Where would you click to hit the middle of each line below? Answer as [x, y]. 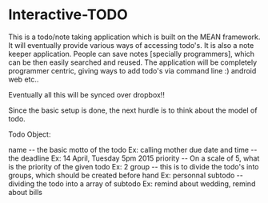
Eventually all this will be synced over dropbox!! [87, 94]
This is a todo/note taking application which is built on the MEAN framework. [134, 37]
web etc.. [24, 79]
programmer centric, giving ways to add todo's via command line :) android [132, 70]
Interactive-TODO [68, 15]
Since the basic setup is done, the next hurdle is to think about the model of [133, 110]
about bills [25, 192]
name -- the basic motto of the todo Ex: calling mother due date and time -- [133, 149]
